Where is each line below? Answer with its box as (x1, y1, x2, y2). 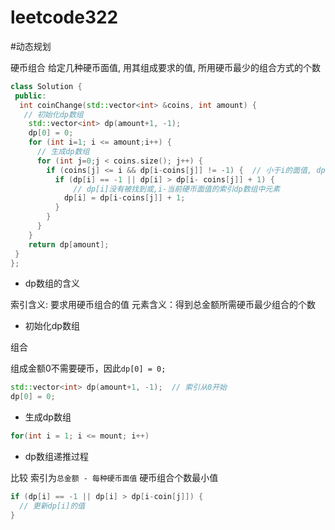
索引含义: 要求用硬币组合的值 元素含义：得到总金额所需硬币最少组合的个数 (10, 299, 316, 311)
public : (14, 91, 47, 101)
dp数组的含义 (24, 277, 80, 290)
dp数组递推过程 (24, 451, 89, 463)
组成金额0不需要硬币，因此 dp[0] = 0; (10, 362, 167, 375)
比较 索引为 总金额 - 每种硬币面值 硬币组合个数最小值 (10, 472, 219, 484)
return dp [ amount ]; (28, 239, 110, 250)
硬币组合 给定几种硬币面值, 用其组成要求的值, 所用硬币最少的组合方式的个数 (10, 61, 321, 73)
